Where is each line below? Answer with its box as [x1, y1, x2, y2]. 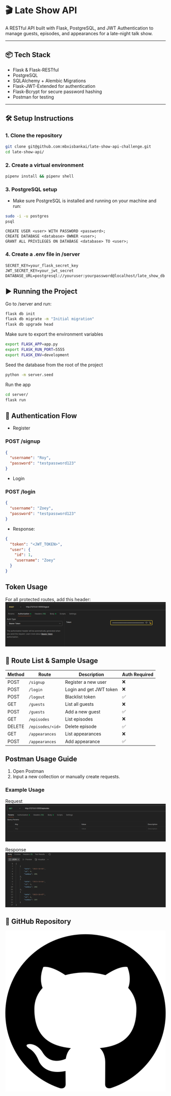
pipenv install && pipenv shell [5, 174, 74, 179]
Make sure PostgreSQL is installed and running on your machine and [12, 198, 157, 204]
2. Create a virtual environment [5, 162, 84, 169]
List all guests [65, 701, 94, 707]
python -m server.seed [5, 372, 53, 377]
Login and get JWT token [65, 686, 118, 693]
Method [7, 671, 24, 677]
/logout [28, 695, 45, 700]
